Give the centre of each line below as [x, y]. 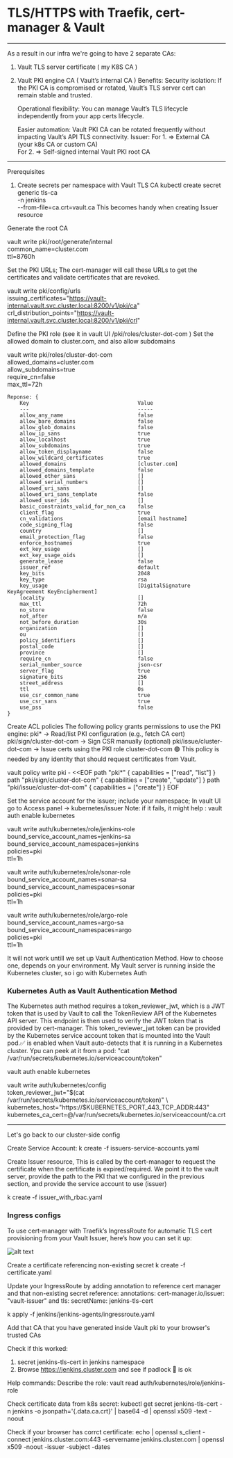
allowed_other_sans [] [82, 476]
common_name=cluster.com [48, 249]
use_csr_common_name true [85, 695]
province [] [82, 652]
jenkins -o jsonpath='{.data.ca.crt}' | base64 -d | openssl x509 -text [110, 1411]
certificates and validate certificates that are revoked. [84, 277]
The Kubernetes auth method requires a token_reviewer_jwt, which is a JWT [116, 1006]
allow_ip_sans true [85, 433]
